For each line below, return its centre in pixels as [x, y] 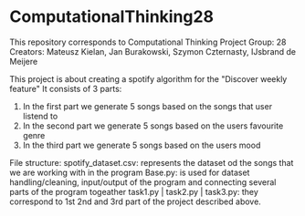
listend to [40, 116]
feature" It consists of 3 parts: [66, 88]
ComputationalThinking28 [112, 17]
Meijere [24, 61]
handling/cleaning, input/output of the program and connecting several [143, 182]
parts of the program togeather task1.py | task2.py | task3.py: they [134, 191]
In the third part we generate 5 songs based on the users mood [142, 145]
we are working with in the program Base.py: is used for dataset [130, 172]
